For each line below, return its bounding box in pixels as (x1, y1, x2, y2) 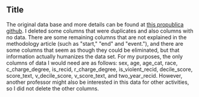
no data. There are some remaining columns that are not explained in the (6, 33, 187, 41)
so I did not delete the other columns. (6, 84, 99, 92)
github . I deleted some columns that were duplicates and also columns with (6, 27, 194, 34)
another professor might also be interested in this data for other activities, (6, 78, 189, 86)
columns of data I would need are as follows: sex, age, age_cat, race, (6, 59, 178, 66)
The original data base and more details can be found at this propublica (6, 20, 184, 28)
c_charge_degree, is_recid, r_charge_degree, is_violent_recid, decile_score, (6, 66, 193, 73)
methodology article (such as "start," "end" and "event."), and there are (6, 40, 184, 47)
